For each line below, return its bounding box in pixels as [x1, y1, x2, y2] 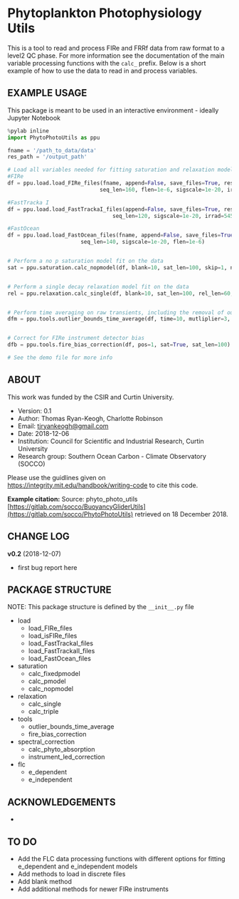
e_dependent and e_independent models [17, 862, 138, 871]
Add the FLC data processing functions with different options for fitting [17, 854, 225, 863]
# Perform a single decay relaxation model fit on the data [7, 283, 190, 290]
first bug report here [17, 563, 78, 571]
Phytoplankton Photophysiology [7, 5, 203, 21]
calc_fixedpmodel [28, 670, 80, 678]
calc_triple [28, 707, 59, 716]
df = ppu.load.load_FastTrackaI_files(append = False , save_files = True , [7, 205, 221, 213]
